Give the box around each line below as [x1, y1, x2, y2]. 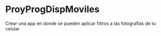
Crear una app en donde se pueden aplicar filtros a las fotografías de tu [5, 20, 156, 26]
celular [5, 25, 20, 31]
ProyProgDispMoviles [5, 4, 100, 15]
